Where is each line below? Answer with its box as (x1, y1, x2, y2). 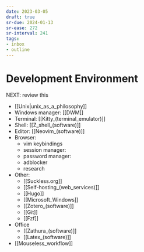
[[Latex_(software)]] (23, 233, 71, 240)
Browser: (14, 134, 37, 141)
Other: (14, 171, 30, 178)
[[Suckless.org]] (23, 177, 62, 185)
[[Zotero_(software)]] (23, 202, 74, 209)
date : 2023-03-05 (6, 8, 48, 15)
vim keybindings (23, 140, 63, 147)
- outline (6, 47, 30, 53)
